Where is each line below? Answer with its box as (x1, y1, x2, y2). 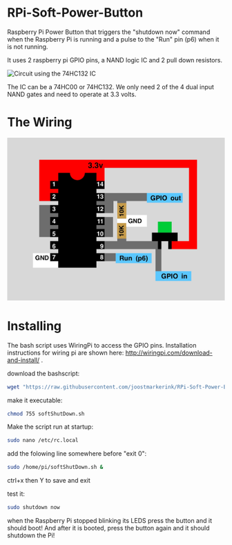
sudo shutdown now (7, 504, 60, 511)
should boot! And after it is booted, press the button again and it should (7, 524, 210, 533)
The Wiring (7, 114, 72, 130)
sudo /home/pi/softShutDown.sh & (7, 464, 104, 471)
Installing (7, 318, 62, 334)
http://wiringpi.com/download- (125, 348, 213, 357)
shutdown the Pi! (7, 531, 55, 539)
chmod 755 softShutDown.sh (7, 410, 85, 417)
